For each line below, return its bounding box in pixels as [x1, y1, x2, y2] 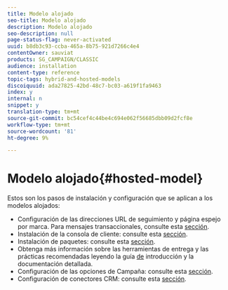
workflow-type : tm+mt [7, 121, 71, 128]
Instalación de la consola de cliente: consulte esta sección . [17, 230, 188, 239]
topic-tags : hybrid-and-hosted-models [7, 75, 121, 83]
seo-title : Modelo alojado [7, 17, 86, 24]
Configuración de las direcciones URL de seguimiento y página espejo [17, 215, 221, 223]
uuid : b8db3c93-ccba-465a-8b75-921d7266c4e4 [7, 43, 140, 50]
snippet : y [7, 102, 39, 109]
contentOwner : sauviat [7, 50, 74, 57]
